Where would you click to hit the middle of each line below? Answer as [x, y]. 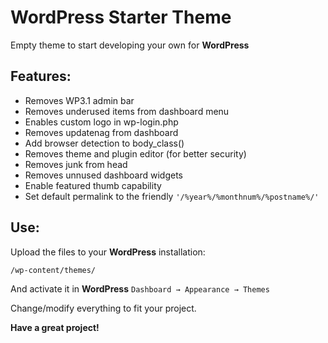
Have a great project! [55, 327]
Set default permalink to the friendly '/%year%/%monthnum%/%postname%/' [172, 196]
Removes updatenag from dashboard [101, 132]
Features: [41, 76]
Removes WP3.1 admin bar [79, 100]
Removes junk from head [76, 164]
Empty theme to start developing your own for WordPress [130, 45]
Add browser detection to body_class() [104, 143]
